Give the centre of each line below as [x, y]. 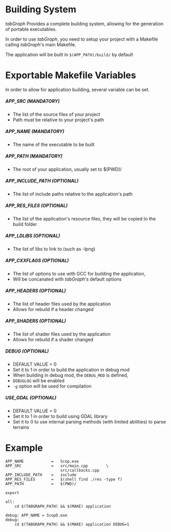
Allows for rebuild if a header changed [53, 309]
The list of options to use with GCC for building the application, [79, 273]
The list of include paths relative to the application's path [73, 194]
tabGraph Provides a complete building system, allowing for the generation [84, 24]
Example [24, 448]
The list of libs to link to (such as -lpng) [54, 249]
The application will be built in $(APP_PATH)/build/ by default [69, 54]
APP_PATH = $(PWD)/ [41, 484]
